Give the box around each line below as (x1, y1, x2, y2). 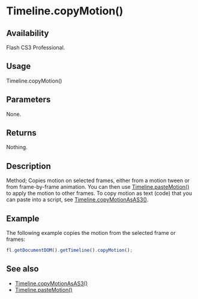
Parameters (6, 95, 51, 105)
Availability (6, 28, 49, 38)
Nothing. (6, 144, 28, 151)
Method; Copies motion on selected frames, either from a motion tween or (6, 177, 190, 184)
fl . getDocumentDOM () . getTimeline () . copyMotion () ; (6, 247, 133, 253)
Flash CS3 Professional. (6, 44, 65, 51)
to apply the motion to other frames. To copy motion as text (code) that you (6, 190, 193, 197)
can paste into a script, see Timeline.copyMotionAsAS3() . (6, 196, 149, 203)
